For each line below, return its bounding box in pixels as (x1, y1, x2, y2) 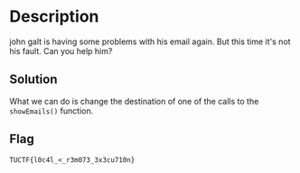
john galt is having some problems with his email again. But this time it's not (9, 36, 291, 47)
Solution (9, 72, 58, 87)
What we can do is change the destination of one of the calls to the (9, 96, 259, 106)
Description (9, 6, 99, 27)
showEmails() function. (9, 105, 94, 116)
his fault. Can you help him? (9, 45, 113, 56)
